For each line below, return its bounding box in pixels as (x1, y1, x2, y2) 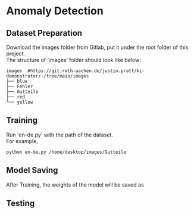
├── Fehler (6, 83, 33, 89)
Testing (6, 199, 35, 209)
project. (6, 50, 26, 57)
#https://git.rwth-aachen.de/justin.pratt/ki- (27, 68, 145, 74)
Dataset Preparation (6, 28, 82, 38)
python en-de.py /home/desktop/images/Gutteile (6, 149, 127, 155)
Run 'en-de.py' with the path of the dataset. (6, 131, 113, 138)
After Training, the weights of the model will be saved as (6, 181, 144, 188)
